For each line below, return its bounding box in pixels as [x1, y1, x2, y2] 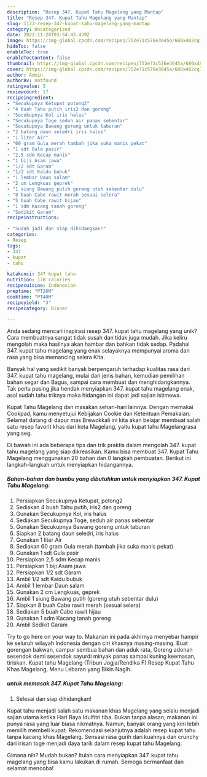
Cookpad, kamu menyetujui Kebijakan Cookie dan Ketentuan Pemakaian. [7, 410, 191, 418]
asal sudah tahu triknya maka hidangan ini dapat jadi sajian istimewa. [7, 391, 182, 399]
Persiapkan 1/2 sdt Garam [15, 569, 82, 576]
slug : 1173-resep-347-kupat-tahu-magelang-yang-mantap [7, 20, 150, 26]
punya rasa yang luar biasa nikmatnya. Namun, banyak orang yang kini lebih [7, 720, 200, 728]
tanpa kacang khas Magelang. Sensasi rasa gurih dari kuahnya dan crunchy [7, 733, 199, 741]
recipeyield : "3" [7, 299, 52, 306]
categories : [7, 232, 37, 238]
